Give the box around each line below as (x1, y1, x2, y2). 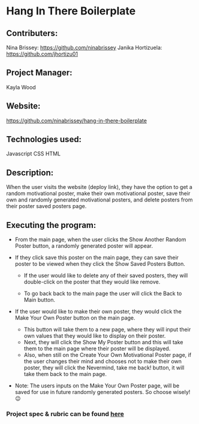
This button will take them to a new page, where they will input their (23, 326, 191, 333)
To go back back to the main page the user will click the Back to (23, 290, 182, 297)
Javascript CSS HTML (6, 150, 61, 157)
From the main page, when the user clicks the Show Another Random (14, 236, 186, 243)
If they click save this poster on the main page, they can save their (14, 254, 179, 261)
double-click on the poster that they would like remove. (23, 278, 161, 285)
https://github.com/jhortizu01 (6, 50, 79, 58)
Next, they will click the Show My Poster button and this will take (23, 339, 184, 346)
